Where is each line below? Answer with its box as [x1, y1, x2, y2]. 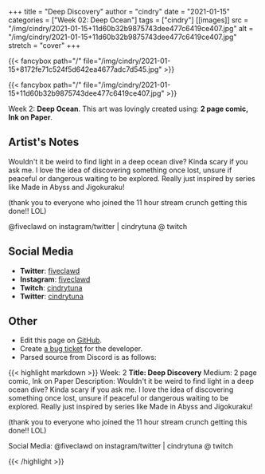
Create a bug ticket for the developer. [19, 344, 143, 354]
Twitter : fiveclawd [19, 266, 80, 275]
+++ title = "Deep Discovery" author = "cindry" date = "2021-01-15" [8, 7, 231, 16]
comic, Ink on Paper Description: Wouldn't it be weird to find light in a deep [8, 377, 255, 386]
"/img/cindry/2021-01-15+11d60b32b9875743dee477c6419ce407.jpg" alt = [8, 24, 254, 33]
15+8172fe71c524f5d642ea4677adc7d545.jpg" [8, 65, 162, 74]
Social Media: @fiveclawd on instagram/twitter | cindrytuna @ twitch [8, 441, 233, 451]
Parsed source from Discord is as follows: [19, 353, 157, 362]
